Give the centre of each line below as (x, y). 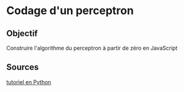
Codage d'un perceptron (70, 11)
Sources (23, 67)
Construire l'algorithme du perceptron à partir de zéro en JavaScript (92, 48)
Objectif (22, 33)
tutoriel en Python (29, 82)
